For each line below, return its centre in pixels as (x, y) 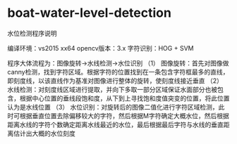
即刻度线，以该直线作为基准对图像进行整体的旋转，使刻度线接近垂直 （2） (115, 80)
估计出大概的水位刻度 (44, 133)
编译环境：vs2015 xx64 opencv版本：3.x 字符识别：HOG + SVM (101, 48)
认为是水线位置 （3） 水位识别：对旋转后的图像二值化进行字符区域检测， (113, 107)
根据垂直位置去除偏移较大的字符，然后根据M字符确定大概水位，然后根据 (124, 116)
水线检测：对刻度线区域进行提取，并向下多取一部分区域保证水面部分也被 (112, 89)
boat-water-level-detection (89, 13)
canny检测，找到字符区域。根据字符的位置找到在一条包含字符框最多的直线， (118, 72)
